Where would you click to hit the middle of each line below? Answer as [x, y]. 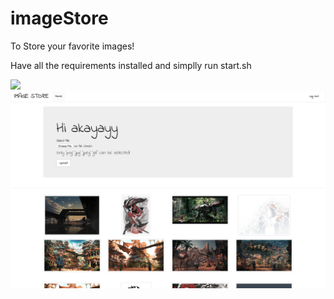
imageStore [59, 18]
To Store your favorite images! [72, 46]
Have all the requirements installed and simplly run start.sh [131, 65]
